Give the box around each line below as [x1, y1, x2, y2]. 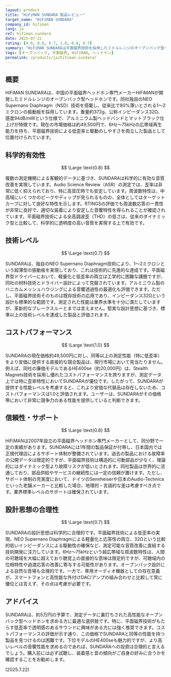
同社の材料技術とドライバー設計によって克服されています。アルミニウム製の [5, 279, 165, 286]
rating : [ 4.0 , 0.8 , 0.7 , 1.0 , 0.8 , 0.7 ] [5, 41, 93, 46]
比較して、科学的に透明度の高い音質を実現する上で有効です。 [18, 220, 148, 226]
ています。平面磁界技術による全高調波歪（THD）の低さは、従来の [5, 213, 144, 220]
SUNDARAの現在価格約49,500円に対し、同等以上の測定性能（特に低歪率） [5, 352, 163, 358]
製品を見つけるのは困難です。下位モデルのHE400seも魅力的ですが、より [5, 637, 158, 643]
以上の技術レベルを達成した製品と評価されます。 [9, 311, 112, 318]
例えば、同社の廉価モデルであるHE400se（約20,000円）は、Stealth [5, 365, 149, 371]
